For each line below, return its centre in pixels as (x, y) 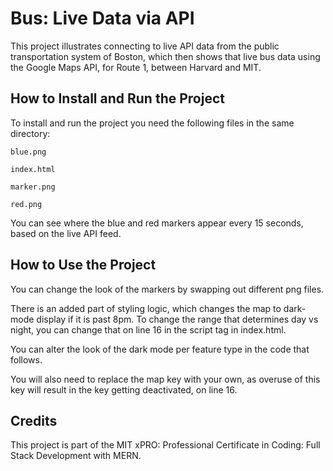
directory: (30, 133)
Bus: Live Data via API (102, 18)
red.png (26, 204)
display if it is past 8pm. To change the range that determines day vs (177, 319)
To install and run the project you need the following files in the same (152, 123)
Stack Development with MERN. (76, 456)
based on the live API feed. (66, 233)
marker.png (33, 187)
